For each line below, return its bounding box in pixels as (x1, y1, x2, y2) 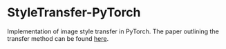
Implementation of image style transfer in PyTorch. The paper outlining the (7, 27, 219, 35)
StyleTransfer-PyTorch (7, 5, 141, 20)
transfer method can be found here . (7, 34, 109, 42)
